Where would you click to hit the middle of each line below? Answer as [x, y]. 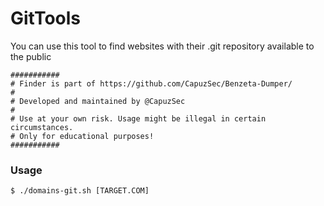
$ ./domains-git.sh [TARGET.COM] [80, 191]
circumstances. [42, 127]
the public [31, 56]
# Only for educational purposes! [82, 136]
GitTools [46, 18]
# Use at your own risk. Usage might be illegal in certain [138, 118]
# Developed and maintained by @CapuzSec [98, 101]
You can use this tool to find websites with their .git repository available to [162, 46]
